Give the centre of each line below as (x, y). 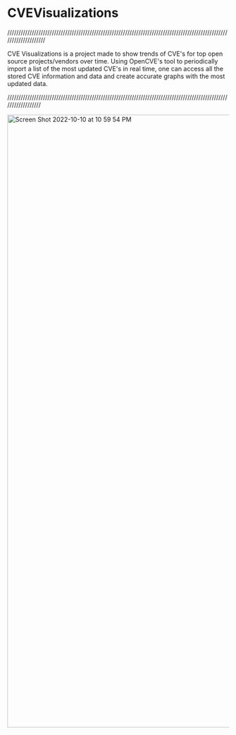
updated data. (27, 83)
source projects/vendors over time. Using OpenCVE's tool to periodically (113, 61)
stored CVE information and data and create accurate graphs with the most (116, 76)
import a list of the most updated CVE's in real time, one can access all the (116, 68)
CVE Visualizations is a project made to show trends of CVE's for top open (115, 54)
